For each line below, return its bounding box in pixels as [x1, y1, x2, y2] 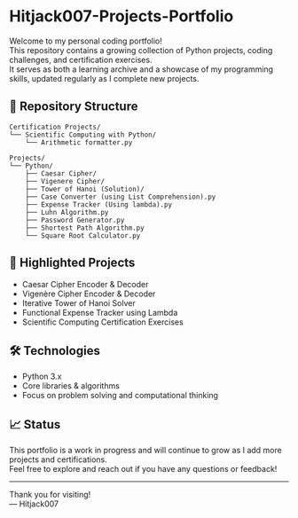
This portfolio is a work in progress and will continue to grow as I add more [9, 445, 282, 456]
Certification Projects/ [9, 122, 101, 131]
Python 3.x [21, 371, 62, 382]
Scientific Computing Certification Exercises [21, 317, 184, 327]
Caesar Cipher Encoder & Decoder [21, 279, 149, 289]
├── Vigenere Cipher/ [25, 177, 105, 185]
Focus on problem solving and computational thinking [21, 390, 219, 401]
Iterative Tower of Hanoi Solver [21, 297, 136, 308]
